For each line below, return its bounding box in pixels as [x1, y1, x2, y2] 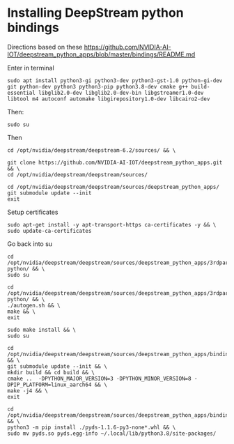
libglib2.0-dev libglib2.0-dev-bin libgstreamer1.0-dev [38, 89, 204, 96]
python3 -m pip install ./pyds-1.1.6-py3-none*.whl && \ [7, 424, 176, 431]
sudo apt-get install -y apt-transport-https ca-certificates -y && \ [7, 221, 217, 228]
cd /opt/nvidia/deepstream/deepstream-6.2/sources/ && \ [7, 146, 176, 154]
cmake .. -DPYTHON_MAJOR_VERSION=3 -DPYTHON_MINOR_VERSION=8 [7, 375, 192, 382]
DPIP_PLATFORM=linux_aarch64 [7, 381, 92, 388]
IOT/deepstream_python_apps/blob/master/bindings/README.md [7, 50, 196, 59]
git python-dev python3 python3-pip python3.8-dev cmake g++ [7, 83, 189, 90]
